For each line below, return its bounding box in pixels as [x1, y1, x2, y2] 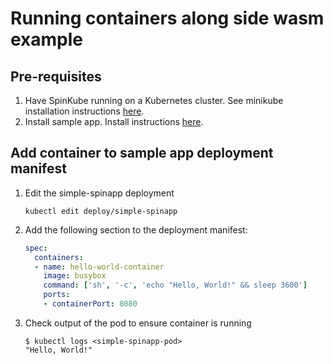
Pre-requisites [10, 68, 102, 85]
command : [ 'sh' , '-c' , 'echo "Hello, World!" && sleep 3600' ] [43, 280, 308, 291]
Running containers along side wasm [10, 7, 325, 30]
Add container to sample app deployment [10, 145, 274, 162]
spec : [24, 243, 48, 253]
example [10, 28, 84, 51]
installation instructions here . [24, 105, 145, 117]
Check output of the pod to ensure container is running [24, 317, 252, 329]
